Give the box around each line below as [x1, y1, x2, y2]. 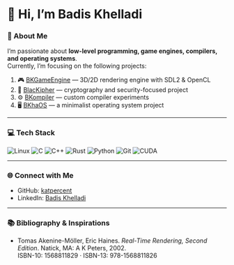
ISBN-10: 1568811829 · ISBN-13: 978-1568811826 [17, 251, 158, 260]
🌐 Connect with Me [7, 170, 75, 180]
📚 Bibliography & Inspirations [7, 218, 110, 227]
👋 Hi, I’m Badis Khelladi [7, 6, 143, 22]
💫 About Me [7, 31, 48, 41]
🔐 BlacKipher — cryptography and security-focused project [17, 86, 188, 94]
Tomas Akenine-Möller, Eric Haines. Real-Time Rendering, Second [17, 236, 208, 245]
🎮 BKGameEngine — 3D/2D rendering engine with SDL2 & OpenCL [17, 76, 211, 84]
